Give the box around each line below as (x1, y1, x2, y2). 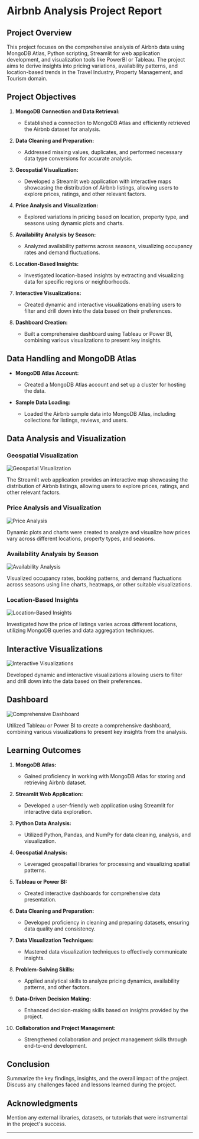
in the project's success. (6, 1121, 67, 1128)
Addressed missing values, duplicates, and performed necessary (24, 148, 182, 155)
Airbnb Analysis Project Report (6, 4, 162, 18)
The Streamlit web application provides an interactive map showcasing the (6, 476, 188, 483)
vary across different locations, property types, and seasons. (6, 535, 155, 542)
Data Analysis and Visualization (6, 434, 126, 444)
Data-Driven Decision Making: (15, 995, 92, 1002)
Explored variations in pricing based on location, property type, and (24, 213, 188, 220)
